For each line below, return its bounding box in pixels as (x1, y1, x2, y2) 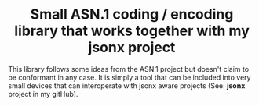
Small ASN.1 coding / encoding (30, 5, 234, 23)
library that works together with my (14, 22, 250, 40)
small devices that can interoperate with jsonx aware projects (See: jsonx (8, 80, 246, 90)
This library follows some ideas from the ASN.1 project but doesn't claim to (8, 64, 250, 73)
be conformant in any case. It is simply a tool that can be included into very (8, 72, 251, 82)
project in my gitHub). (8, 89, 78, 98)
